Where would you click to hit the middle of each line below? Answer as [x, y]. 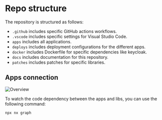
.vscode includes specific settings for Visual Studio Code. [70, 36]
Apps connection [32, 77]
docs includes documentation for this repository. [60, 57]
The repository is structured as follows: [44, 22]
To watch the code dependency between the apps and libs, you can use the [81, 99]
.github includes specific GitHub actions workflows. [64, 31]
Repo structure [36, 9]
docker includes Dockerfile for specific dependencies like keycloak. [80, 52]
